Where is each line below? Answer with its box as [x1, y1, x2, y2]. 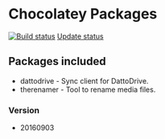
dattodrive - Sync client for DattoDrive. [19, 76, 149, 85]
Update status [56, 31, 104, 41]
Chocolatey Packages [8, 5, 158, 23]
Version [8, 104, 40, 116]
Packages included [8, 55, 106, 68]
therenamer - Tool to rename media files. [19, 84, 156, 94]
